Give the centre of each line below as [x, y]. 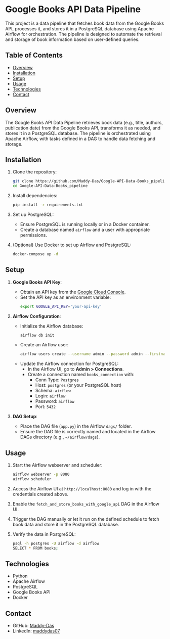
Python [20, 576]
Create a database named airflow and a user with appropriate [85, 230]
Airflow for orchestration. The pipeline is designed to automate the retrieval [83, 34]
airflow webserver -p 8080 [41, 474]
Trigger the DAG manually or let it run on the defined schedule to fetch [86, 519]
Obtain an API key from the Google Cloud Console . [73, 292]
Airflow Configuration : [37, 316]
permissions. [33, 235]
